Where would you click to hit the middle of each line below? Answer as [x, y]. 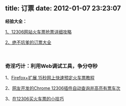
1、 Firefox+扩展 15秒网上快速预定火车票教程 [50, 78]
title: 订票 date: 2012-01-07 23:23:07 [63, 8]
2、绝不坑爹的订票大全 [28, 42]
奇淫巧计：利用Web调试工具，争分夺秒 [51, 66]
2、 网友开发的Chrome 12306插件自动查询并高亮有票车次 [63, 88]
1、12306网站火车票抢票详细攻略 [38, 32]
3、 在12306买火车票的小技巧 [35, 99]
